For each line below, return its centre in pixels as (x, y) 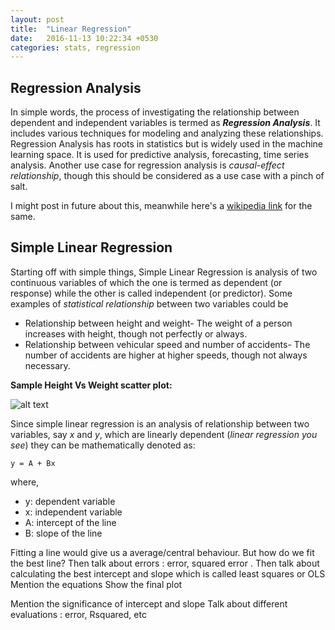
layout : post (37, 19)
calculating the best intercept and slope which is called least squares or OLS (168, 573)
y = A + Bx (33, 463)
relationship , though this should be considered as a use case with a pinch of (167, 176)
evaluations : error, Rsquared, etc (78, 614)
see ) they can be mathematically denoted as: (103, 445)
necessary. (47, 365)
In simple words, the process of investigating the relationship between (155, 112)
